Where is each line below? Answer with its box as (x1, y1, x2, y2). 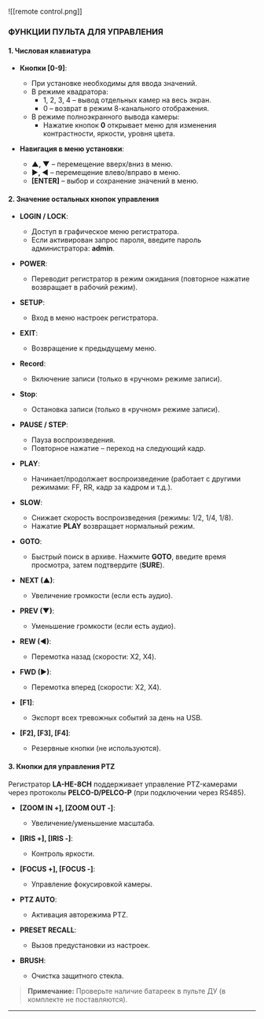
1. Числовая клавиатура (8, 46, 91, 55)
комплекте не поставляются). (27, 995, 128, 1004)
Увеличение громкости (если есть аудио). (31, 591, 173, 601)
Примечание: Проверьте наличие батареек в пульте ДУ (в (27, 986, 226, 995)
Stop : (19, 389, 38, 399)
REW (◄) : (19, 637, 52, 646)
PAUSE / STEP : (19, 420, 68, 430)
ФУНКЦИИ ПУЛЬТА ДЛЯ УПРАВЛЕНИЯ (8, 26, 163, 37)
